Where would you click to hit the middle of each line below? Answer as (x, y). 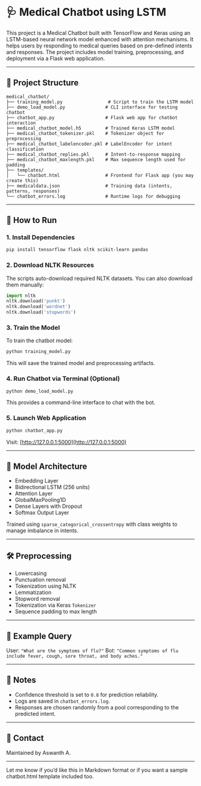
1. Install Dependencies (41, 237)
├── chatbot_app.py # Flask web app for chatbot (92, 118)
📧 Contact (25, 738)
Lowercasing (31, 573)
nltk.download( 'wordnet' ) (38, 307)
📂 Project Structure (42, 83)
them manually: (25, 284)
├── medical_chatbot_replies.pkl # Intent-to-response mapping (93, 154)
